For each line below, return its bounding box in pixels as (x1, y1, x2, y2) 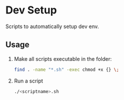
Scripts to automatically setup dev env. (5, 23, 99, 30)
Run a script (13, 77, 43, 84)
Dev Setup (5, 4, 57, 17)
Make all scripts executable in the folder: (13, 55, 112, 62)
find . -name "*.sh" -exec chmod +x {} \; (13, 67, 119, 73)
